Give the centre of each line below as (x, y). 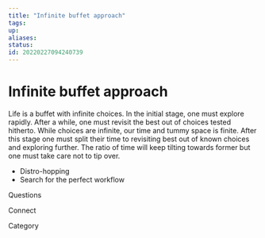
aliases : (23, 38)
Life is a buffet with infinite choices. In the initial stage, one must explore (126, 113)
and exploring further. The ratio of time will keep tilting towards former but (129, 147)
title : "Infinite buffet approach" (67, 15)
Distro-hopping (44, 171)
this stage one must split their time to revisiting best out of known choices (129, 139)
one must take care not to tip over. (64, 155)
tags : (17, 23)
